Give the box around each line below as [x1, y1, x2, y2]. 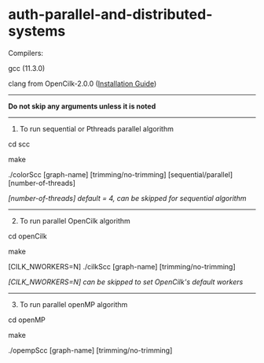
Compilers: [8, 48, 44, 57]
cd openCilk [8, 231, 47, 241]
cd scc [8, 139, 30, 149]
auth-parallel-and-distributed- [8, 6, 213, 24]
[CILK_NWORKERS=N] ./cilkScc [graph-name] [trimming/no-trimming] [8, 261, 236, 271]
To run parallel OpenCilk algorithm [19, 216, 131, 225]
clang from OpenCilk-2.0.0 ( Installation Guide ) [8, 79, 157, 88]
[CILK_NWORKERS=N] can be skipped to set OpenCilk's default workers [8, 277, 244, 287]
